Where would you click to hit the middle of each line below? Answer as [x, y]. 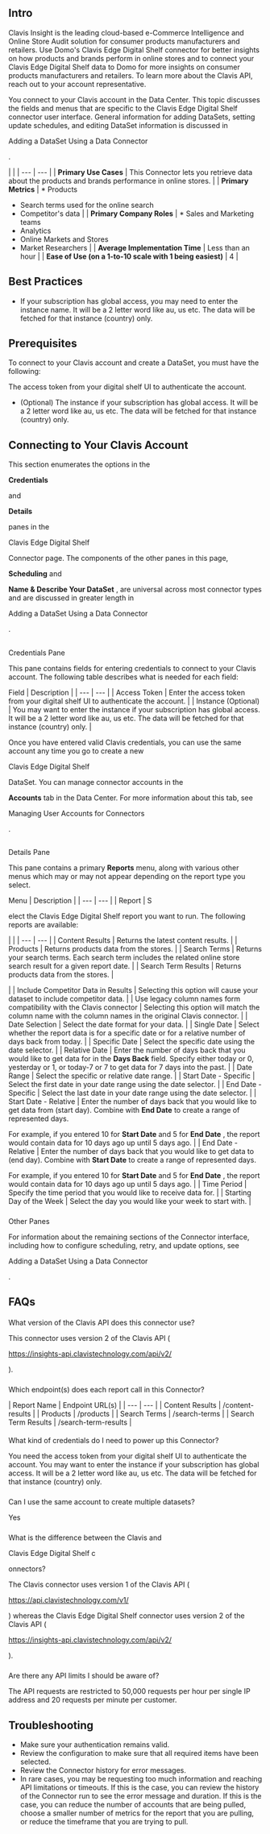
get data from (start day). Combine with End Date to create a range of [124, 1110]
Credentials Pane [37, 653]
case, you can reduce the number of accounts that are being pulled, [133, 1805]
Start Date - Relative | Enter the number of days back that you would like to [133, 1102]
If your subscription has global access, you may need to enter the [129, 301]
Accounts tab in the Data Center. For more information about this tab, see [131, 798]
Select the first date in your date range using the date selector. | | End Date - [135, 1085]
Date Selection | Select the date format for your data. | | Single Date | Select [134, 1025]
